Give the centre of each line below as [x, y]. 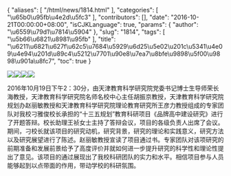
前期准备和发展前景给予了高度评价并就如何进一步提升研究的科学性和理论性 [112, 148]
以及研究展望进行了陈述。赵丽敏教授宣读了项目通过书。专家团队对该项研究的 [115, 140]
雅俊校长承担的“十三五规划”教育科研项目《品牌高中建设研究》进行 [130, 114]
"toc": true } [74, 61]
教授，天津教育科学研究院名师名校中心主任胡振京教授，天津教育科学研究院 [118, 97]
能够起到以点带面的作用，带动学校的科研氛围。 [73, 165]
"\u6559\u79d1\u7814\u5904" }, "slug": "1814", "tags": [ [86, 32]
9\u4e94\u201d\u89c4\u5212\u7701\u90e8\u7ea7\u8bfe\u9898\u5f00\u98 [114, 54]
